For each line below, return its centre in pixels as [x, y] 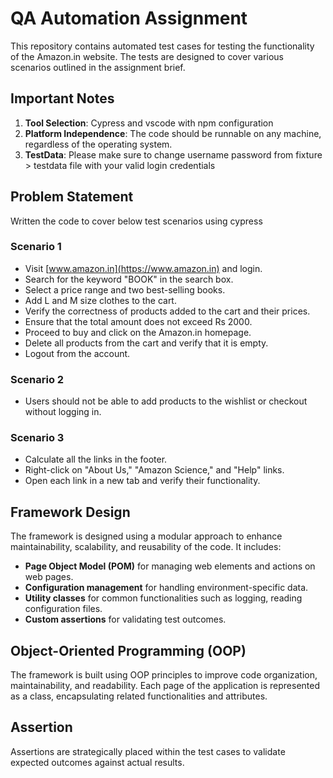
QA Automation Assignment [129, 18]
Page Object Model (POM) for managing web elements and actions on [170, 566]
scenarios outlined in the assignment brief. [98, 67]
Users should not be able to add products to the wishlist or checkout [166, 401]
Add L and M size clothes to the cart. [100, 300]
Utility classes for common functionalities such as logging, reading [163, 598]
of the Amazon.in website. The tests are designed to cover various [147, 56]
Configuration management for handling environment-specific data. [166, 588]
